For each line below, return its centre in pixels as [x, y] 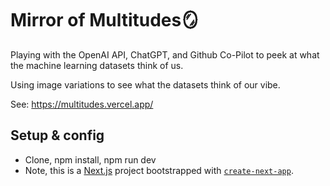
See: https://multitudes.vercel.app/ [82, 104]
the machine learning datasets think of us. [97, 65]
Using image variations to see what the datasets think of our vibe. [145, 84]
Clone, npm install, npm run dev [90, 159]
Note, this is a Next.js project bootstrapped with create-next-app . [159, 170]
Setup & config [57, 135]
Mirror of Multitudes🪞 [105, 20]
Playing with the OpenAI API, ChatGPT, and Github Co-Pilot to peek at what [165, 54]
